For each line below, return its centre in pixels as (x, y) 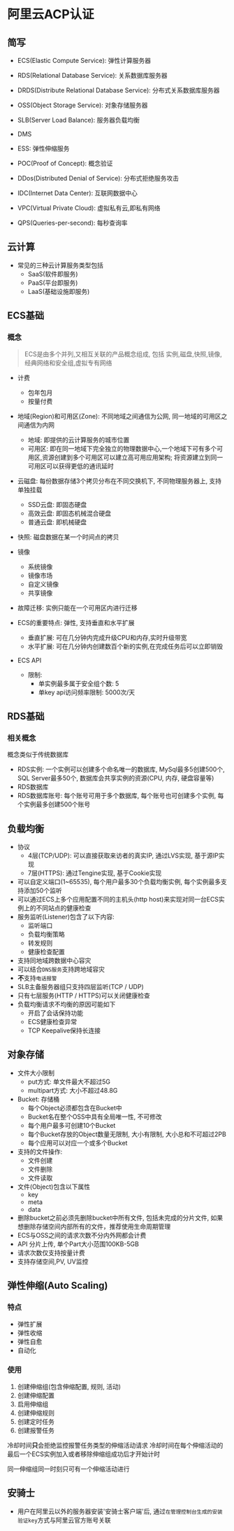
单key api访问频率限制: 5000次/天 (87, 692)
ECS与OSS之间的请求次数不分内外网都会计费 (82, 1235)
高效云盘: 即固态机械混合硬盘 (70, 513)
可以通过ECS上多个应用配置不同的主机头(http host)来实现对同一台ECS (118, 899)
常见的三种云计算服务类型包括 (60, 265)
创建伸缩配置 (36, 1395)
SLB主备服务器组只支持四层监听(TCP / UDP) (81, 987)
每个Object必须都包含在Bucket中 (75, 1107)
